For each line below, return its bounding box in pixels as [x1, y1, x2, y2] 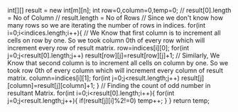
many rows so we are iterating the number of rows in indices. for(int [7, 21, 206, 29]
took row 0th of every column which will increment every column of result [7, 67, 224, 74]
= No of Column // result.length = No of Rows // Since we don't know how [7, 13, 224, 22]
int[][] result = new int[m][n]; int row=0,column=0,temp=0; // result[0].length [7, 6, 232, 14]
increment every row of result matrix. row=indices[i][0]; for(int [7, 44, 190, 52]
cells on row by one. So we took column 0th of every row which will [7, 36, 205, 45]
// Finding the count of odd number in [100, 82, 211, 89]
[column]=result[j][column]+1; [7, 82, 95, 89]
